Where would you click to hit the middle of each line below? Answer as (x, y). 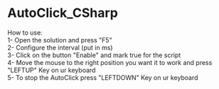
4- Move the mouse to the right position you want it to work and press (110, 62)
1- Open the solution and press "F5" (60, 40)
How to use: (25, 32)
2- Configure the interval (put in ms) (60, 47)
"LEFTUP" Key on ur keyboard (52, 70)
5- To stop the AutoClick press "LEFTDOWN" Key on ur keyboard (103, 77)
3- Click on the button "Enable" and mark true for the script (94, 55)
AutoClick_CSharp (63, 13)
